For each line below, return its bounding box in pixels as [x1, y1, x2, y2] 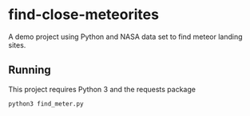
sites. [8, 40, 26, 49]
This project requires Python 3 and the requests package [8, 84, 196, 94]
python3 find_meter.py [8, 99, 84, 108]
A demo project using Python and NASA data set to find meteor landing [8, 32, 243, 41]
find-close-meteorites [8, 6, 160, 24]
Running [8, 64, 52, 77]
